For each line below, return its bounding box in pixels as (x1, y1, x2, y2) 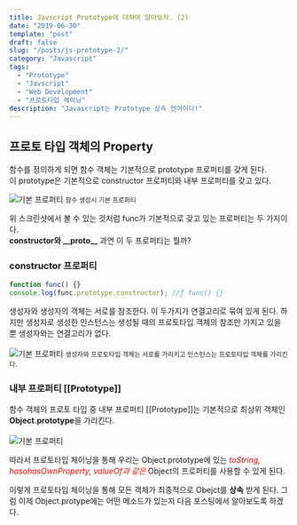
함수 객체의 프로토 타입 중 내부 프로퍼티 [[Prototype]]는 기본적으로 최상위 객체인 (9, 404, 285, 415)
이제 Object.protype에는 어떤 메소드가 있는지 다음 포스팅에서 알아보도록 (18, 496, 268, 506)
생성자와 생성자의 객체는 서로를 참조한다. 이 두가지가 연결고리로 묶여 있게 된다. (9, 306, 279, 316)
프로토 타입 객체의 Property (9, 139, 153, 154)
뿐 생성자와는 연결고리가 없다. (9, 328, 112, 338)
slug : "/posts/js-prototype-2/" (9, 46, 129, 55)
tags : (9, 63, 29, 72)
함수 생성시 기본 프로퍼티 (65, 196, 137, 205)
